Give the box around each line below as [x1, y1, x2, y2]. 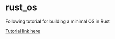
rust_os [5, 2, 37, 13]
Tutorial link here [5, 28, 41, 34]
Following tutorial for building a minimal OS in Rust [5, 18, 110, 24]
